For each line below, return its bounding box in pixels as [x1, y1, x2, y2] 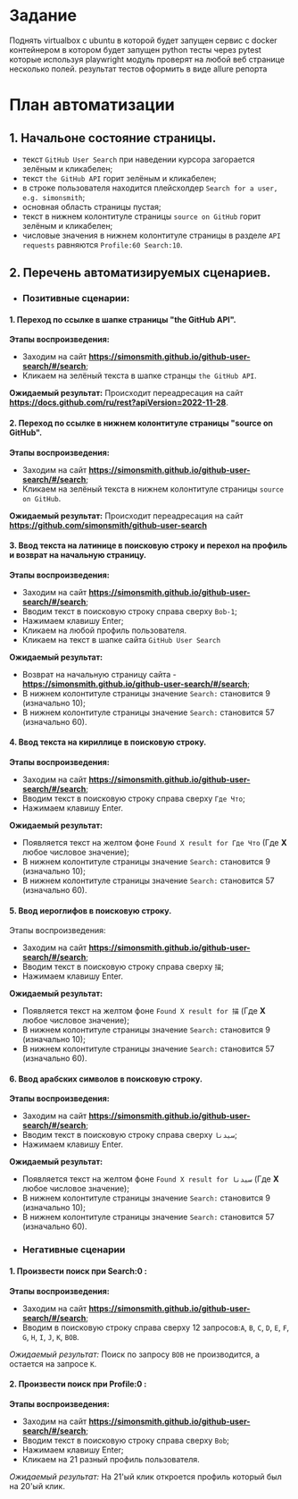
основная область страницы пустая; [21, 201, 162, 212]
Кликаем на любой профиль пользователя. [21, 625, 187, 636]
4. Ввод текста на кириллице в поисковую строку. [9, 737, 207, 747]
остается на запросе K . [9, 1358, 97, 1368]
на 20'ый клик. [9, 1480, 65, 1491]
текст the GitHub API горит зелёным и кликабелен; [21, 173, 217, 183]
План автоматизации [9, 95, 176, 115]
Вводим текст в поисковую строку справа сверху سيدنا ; [21, 1130, 238, 1141]
